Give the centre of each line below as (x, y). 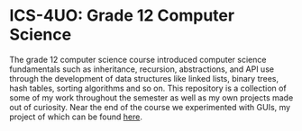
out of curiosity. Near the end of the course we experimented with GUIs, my (150, 107)
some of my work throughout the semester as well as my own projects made (151, 97)
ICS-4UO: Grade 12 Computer (122, 16)
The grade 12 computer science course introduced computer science (138, 59)
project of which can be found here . (76, 117)
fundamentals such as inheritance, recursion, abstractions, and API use (142, 69)
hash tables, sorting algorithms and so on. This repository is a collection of (148, 88)
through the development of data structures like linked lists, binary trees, (144, 78)
